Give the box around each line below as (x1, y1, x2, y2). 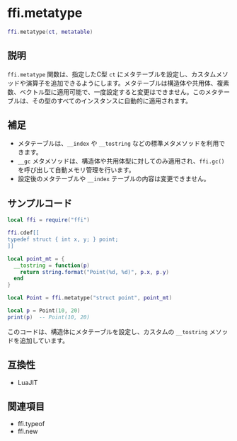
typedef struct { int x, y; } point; (7, 236, 119, 243)
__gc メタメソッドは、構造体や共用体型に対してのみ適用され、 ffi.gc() (17, 157, 225, 166)
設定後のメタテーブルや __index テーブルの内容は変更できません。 (17, 175, 210, 183)
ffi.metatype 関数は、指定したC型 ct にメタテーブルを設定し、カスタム (7, 69, 216, 79)
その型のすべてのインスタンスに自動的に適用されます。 (31, 96, 192, 105)
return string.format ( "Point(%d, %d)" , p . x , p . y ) (20, 268, 170, 275)
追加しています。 (19, 336, 69, 345)
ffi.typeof (17, 420, 45, 428)
